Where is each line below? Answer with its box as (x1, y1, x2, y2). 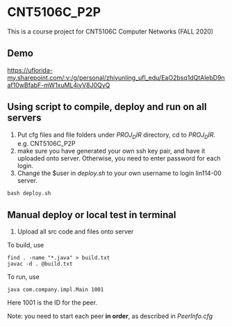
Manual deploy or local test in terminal (7, 208, 176, 220)
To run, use (7, 273, 40, 281)
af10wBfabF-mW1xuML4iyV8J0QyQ (7, 81, 110, 89)
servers (7, 112, 42, 124)
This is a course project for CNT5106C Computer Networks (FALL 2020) (7, 27, 214, 36)
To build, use (7, 241, 44, 250)
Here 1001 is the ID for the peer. (7, 298, 97, 307)
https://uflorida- (7, 66, 53, 74)
